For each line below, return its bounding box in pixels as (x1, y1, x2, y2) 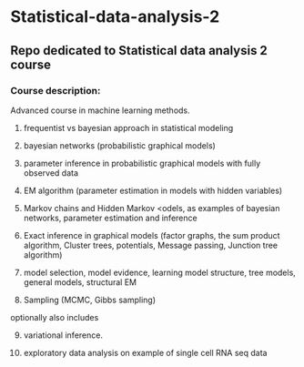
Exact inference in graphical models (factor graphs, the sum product (23, 229, 280, 240)
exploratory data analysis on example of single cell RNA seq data (23, 347, 268, 358)
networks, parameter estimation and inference (23, 212, 198, 223)
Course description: (10, 84, 101, 97)
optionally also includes (10, 311, 99, 322)
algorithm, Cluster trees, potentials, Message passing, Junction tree (23, 240, 279, 250)
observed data (23, 167, 79, 178)
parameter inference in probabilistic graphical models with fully (23, 158, 261, 168)
